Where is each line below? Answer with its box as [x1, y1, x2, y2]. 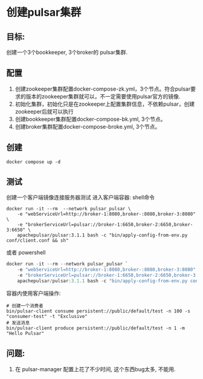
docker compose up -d [6, 158, 61, 165]
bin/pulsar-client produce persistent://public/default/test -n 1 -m [6, 325, 185, 331]
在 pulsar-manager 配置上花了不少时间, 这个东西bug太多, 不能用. [14, 365, 176, 372]
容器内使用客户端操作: [6, 290, 62, 297]
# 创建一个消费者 [6, 303, 43, 309]
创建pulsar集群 [6, 5, 82, 19]
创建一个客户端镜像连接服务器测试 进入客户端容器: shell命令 [6, 194, 155, 201]
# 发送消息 [6, 320, 30, 326]
